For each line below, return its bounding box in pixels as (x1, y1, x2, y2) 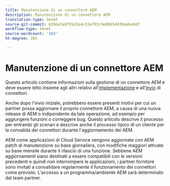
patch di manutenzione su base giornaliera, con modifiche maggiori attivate (5, 142, 164, 148)
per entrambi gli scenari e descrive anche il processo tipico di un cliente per (5, 121, 164, 127)
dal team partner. (5, 174, 42, 181)
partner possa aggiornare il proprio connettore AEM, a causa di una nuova (5, 105, 161, 111)
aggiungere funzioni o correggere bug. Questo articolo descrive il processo (5, 116, 164, 122)
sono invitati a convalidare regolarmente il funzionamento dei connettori (5, 164, 156, 170)
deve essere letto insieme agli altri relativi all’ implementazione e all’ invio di (5, 85, 161, 91)
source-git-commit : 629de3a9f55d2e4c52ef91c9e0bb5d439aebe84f (5, 21, 140, 27)
